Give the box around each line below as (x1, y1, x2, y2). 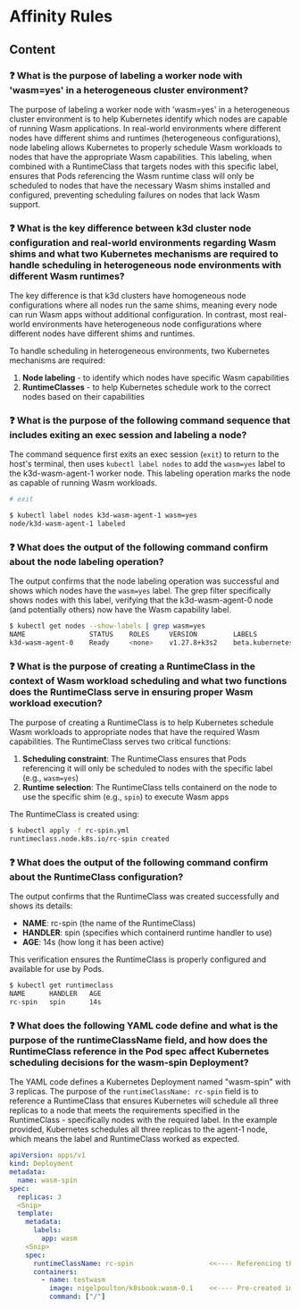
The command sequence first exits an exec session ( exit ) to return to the (9, 449, 279, 460)
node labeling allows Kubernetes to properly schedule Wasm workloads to (9, 141, 283, 153)
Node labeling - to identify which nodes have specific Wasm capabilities (21, 373, 290, 384)
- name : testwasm (41, 1276, 105, 1285)
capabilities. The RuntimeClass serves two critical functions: (9, 736, 231, 747)
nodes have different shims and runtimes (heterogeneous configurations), (9, 132, 281, 143)
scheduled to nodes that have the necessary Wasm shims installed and (9, 180, 271, 190)
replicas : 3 (17, 1192, 62, 1202)
